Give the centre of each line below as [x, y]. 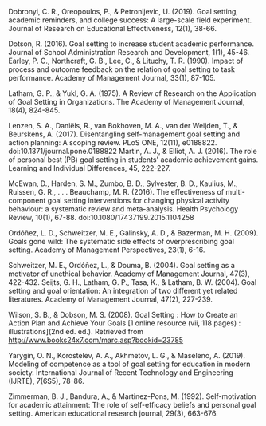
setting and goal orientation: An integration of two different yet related [123, 291]
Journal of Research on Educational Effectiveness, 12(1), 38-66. [113, 28]
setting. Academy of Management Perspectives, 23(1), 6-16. [107, 250]
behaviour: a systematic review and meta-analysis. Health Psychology [123, 209]
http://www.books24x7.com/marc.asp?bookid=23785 [96, 340]
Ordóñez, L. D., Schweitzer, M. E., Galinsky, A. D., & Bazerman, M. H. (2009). [133, 233]
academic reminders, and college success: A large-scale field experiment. [130, 20]
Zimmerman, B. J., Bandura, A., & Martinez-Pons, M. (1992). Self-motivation [132, 396]
